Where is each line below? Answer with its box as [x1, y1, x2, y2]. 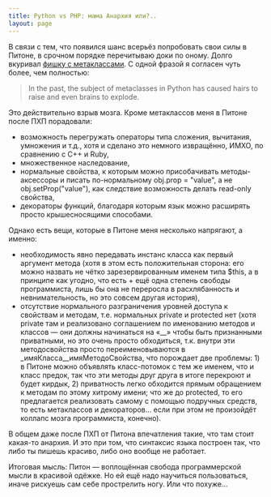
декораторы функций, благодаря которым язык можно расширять [19, 200, 251, 211]
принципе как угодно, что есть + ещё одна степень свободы [19, 275, 231, 285]
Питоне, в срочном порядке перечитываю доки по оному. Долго [8, 50, 233, 60]
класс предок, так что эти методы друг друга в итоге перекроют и [19, 370, 252, 379]
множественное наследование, [19, 157, 130, 167]
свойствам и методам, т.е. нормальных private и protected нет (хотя [19, 310, 256, 319]
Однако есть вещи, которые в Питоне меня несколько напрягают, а [8, 225, 243, 235]
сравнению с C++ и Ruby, [19, 149, 109, 159]
